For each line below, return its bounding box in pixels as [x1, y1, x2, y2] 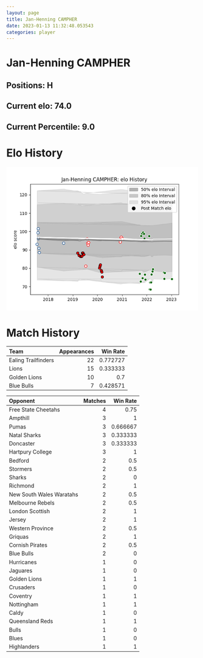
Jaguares [9, 567, 33, 574]
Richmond [9, 482, 35, 489]
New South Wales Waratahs [9, 491, 78, 498]
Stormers [9, 465, 32, 472]
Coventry [9, 592, 32, 600]
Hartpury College [9, 448, 52, 456]
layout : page [6, 10, 40, 16]
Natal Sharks [9, 431, 41, 438]
